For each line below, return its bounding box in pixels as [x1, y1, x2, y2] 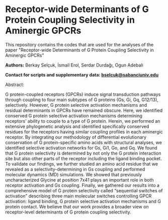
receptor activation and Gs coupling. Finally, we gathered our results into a [5, 182, 160, 188]
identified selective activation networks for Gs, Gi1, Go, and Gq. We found [5, 144, 157, 151]
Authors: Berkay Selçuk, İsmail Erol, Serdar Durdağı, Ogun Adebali [5, 62, 143, 68]
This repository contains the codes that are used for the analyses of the [5, 41, 154, 47]
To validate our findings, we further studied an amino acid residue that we [5, 161, 158, 167]
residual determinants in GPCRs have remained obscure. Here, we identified [5, 107, 163, 113]
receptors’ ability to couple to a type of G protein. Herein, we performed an [5, 118, 160, 124]
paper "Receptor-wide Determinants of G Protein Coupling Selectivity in [5, 47, 154, 53]
